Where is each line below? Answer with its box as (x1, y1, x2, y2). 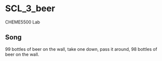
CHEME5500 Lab (5, 19, 40, 25)
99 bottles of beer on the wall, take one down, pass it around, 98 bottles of (5, 46, 158, 52)
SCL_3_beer (5, 3, 55, 14)
